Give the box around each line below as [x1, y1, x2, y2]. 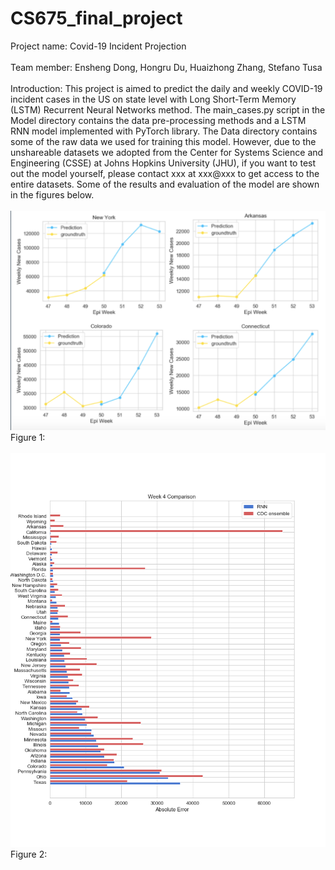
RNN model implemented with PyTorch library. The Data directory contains [10, 125, 318, 137]
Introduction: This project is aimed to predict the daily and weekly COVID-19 [10, 82, 323, 94]
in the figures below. [10, 188, 95, 201]
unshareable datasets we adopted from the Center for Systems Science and [10, 146, 324, 158]
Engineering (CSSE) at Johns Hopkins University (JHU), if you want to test [10, 157, 317, 169]
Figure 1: [10, 431, 46, 443]
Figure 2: [10, 848, 48, 860]
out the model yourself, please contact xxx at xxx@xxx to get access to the [10, 167, 320, 179]
